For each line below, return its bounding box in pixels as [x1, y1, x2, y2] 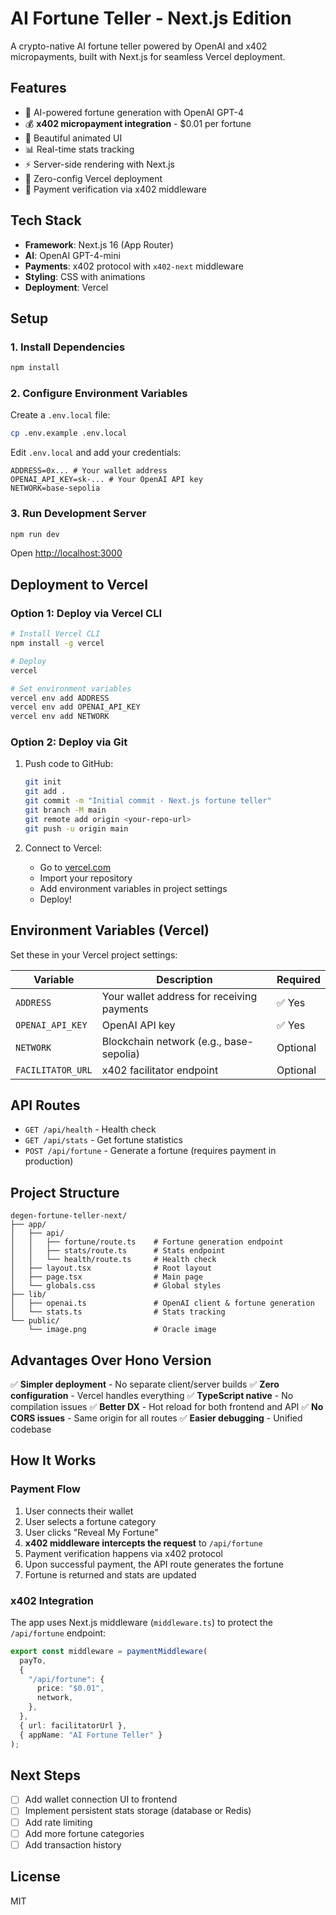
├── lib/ [10, 1290, 47, 1300]
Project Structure [10, 1184, 120, 1201]
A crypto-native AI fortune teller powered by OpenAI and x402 [10, 40, 268, 52]
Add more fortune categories [24, 1827, 145, 1839]
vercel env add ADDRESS [10, 693, 110, 703]
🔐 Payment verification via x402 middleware [24, 183, 207, 195]
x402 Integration [10, 1593, 95, 1607]
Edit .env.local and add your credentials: [10, 447, 182, 459]
